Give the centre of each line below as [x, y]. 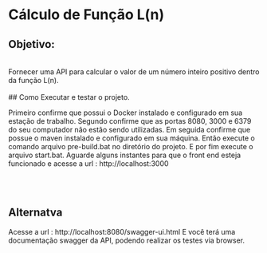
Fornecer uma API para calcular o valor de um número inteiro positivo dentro [134, 72]
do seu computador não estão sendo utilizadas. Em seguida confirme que [130, 130]
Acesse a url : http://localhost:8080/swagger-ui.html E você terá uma [122, 231]
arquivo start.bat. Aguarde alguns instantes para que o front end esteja [125, 155]
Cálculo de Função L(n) [86, 15]
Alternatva [35, 213]
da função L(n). [33, 80]
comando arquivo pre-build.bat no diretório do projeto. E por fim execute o [131, 146]
